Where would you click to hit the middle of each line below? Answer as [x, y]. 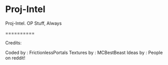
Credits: [13, 43]
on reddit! [15, 58]
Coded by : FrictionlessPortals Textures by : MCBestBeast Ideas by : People [84, 52]
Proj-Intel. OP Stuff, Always [34, 23]
